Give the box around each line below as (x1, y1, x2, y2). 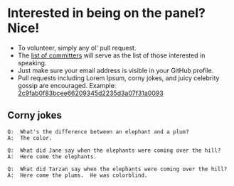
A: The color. (7, 134, 53, 141)
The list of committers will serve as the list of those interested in (17, 51, 206, 60)
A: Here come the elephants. (7, 153, 97, 160)
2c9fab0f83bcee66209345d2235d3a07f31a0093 (17, 89, 164, 97)
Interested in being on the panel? (7, 5, 206, 21)
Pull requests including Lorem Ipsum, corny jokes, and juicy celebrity (17, 73, 220, 82)
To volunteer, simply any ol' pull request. (17, 43, 137, 52)
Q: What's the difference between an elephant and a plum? (7, 128, 190, 136)
